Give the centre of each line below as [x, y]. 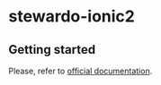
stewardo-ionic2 [72, 17]
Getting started [52, 50]
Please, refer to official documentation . [80, 71]
